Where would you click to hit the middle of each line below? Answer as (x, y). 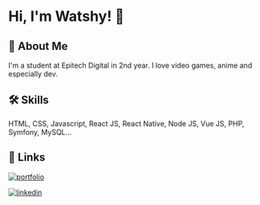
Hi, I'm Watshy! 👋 (66, 16)
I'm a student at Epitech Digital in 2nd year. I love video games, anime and (130, 65)
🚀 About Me (38, 46)
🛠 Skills (29, 100)
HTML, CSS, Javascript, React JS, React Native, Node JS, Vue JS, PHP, (126, 123)
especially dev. (33, 74)
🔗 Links (27, 157)
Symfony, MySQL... (40, 132)
